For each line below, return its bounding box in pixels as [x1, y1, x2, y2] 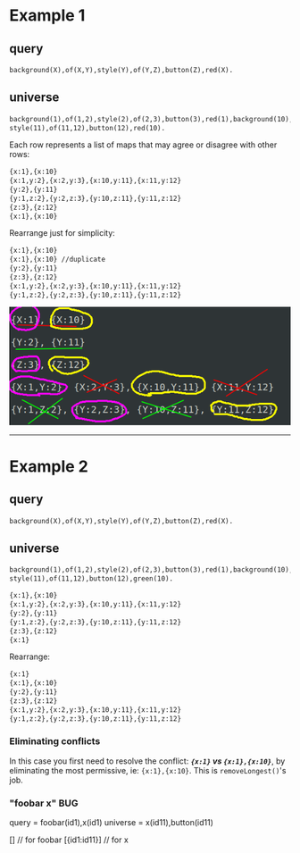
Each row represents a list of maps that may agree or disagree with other [9, 139, 278, 150]
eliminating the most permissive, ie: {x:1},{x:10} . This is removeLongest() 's [9, 765, 287, 775]
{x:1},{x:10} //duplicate [9, 255, 105, 263]
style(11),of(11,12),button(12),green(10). [9, 574, 174, 583]
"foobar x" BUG [9, 797, 79, 809]
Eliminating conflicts [9, 735, 101, 748]
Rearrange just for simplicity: [9, 227, 116, 238]
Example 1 [9, 5, 86, 26]
